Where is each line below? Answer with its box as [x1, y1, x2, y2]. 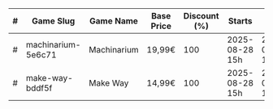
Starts [227, 15, 253, 27]
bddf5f [25, 82, 53, 94]
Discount [183, 10, 219, 21]
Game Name [89, 15, 138, 27]
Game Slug [32, 15, 76, 27]
